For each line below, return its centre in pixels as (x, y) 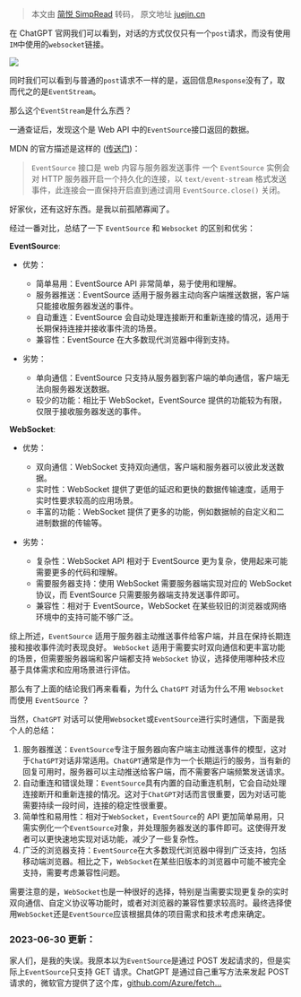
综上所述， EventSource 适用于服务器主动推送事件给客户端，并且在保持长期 (146, 636)
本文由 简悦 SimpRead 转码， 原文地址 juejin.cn (118, 14)
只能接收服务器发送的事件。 (87, 306)
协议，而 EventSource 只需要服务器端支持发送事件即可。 (140, 594)
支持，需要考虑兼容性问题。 (73, 872)
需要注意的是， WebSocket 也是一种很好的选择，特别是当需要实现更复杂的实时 (149, 892)
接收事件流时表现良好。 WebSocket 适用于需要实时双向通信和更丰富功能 (155, 647)
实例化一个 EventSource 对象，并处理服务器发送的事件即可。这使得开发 (158, 828)
